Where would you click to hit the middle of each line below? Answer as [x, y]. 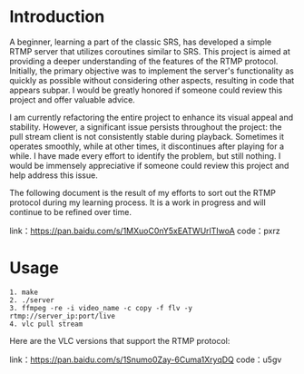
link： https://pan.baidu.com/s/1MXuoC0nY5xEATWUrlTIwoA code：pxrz [145, 231]
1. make [24, 292]
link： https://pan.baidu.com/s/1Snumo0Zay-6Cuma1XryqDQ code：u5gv [146, 359]
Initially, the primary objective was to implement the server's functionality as [152, 71]
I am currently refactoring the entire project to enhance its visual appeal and [152, 117]
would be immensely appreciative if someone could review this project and [149, 165]
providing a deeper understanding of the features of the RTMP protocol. [144, 61]
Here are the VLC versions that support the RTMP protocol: [120, 340]
